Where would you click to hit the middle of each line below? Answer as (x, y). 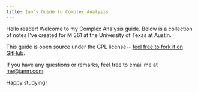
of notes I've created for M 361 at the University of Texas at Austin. (89, 35)
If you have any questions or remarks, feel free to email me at (82, 65)
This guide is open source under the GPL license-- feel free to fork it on (95, 47)
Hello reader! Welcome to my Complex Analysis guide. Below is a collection (100, 29)
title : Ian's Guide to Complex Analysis (58, 12)
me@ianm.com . (25, 71)
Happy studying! (26, 82)
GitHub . (16, 53)
